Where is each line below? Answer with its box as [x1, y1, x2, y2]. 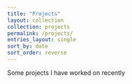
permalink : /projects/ [7, 29, 73, 37]
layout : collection [7, 17, 64, 24]
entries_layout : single [7, 36, 77, 43]
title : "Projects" [7, 10, 61, 17]
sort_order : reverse [7, 50, 68, 57]
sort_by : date [7, 43, 49, 50]
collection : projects [7, 23, 71, 30]
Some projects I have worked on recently [7, 68, 126, 77]
